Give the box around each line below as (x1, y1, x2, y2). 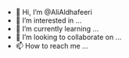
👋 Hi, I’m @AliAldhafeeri (15, 8, 92, 16)
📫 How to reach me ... (15, 42, 88, 50)
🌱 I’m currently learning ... (15, 24, 99, 33)
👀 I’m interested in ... (15, 16, 82, 25)
